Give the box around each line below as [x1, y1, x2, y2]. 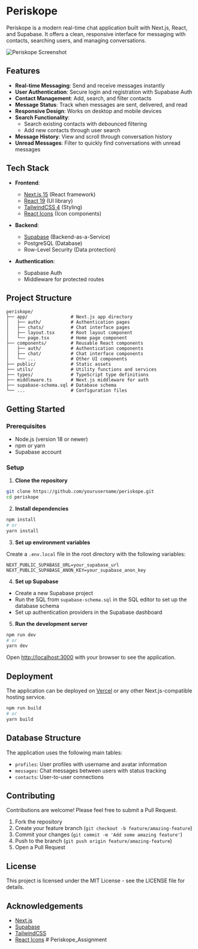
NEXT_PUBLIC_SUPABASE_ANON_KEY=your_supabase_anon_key [6, 567, 146, 573]
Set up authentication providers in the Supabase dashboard [14, 608, 163, 616]
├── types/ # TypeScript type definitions [6, 372, 149, 378]
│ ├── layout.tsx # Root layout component [6, 330, 133, 336]
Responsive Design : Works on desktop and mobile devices [14, 107, 162, 115]
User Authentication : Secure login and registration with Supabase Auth [14, 88, 193, 96]
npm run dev [6, 632, 36, 638]
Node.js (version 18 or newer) [14, 435, 88, 443]
